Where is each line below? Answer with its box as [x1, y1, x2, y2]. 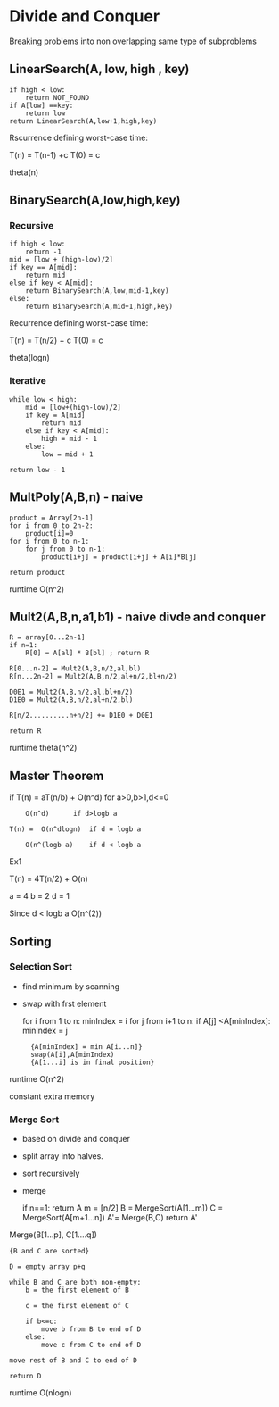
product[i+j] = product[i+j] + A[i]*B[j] [41, 552, 198, 562]
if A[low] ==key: [9, 101, 74, 110]
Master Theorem [9, 768, 104, 783]
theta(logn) [9, 353, 51, 363]
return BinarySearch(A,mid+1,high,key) [25, 302, 174, 312]
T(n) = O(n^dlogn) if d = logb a [9, 825, 142, 834]
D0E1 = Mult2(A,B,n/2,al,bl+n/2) [9, 687, 134, 697]
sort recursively [21, 1168, 80, 1179]
